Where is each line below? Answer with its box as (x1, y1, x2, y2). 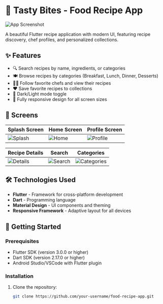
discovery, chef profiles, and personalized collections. (5, 37, 118, 43)
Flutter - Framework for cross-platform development (12, 191, 123, 197)
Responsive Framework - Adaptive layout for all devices (12, 208, 132, 214)
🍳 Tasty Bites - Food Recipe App (5, 5, 143, 16)
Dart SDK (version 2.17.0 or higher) (12, 255, 85, 261)
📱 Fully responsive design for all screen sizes (12, 96, 108, 102)
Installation (5, 273, 34, 280)
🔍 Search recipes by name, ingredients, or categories (12, 65, 126, 71)
